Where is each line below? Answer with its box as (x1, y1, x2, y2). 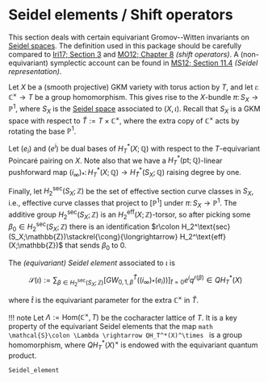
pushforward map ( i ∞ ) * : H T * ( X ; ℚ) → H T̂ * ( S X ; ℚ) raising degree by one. (8, 166, 242, 179)
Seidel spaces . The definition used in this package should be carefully (8, 40, 242, 50)
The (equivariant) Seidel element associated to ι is (8, 258, 176, 268)
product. (8, 351, 37, 360)
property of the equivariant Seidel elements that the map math (8, 322, 214, 331)
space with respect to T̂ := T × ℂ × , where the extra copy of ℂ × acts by (8, 114, 240, 126)
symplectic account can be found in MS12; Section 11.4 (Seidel (49, 58, 258, 68)
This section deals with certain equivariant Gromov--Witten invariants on (8, 32, 250, 42)
